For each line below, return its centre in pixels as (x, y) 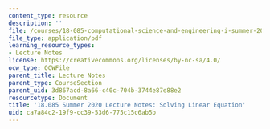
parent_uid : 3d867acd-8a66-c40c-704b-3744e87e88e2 (95, 90)
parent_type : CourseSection (55, 83)
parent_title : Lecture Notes (57, 75)
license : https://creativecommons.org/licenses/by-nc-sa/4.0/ (115, 61)
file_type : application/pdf (55, 38)
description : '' (35, 23)
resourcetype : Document (48, 98)
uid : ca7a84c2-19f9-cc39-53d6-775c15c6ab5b (82, 113)
